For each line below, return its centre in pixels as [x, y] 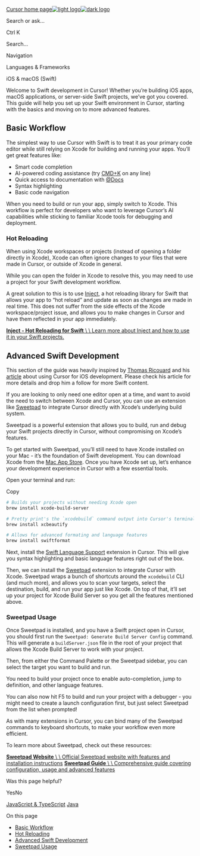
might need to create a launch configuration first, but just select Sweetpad [97, 703]
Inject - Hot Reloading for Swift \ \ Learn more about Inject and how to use [98, 331]
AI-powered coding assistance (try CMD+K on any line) [82, 173]
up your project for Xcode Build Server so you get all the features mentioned [100, 595]
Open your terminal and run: [41, 480]
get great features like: [34, 155]
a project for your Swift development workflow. [64, 282]
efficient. [17, 734]
